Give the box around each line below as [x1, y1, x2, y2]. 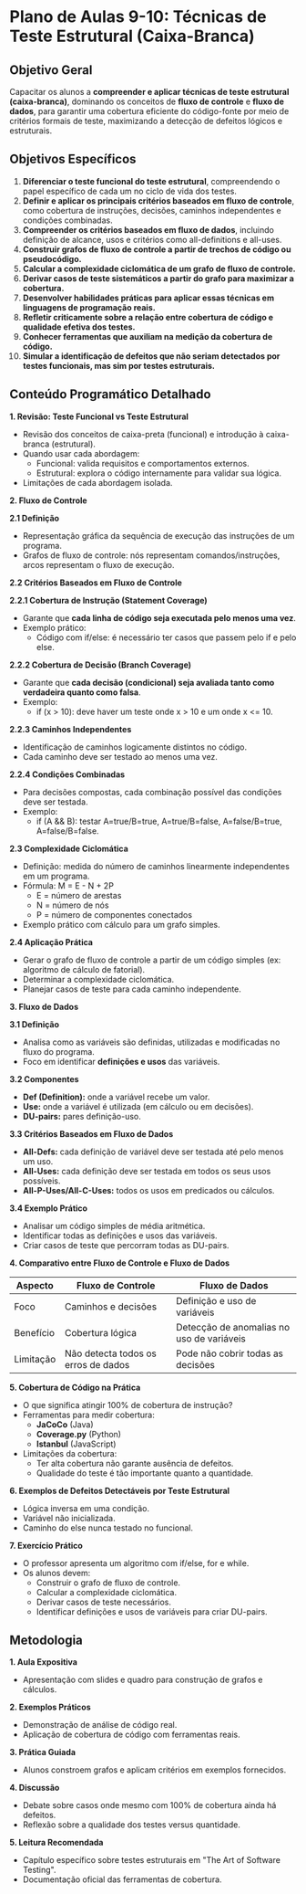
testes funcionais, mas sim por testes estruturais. [22, 360, 216, 371]
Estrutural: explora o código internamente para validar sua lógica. [36, 468, 282, 479]
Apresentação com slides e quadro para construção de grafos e [22, 1674, 263, 1686]
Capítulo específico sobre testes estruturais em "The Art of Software [22, 1855, 280, 1866]
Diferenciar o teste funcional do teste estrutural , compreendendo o [22, 175, 280, 186]
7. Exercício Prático [9, 1540, 84, 1551]
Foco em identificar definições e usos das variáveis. [22, 1056, 220, 1067]
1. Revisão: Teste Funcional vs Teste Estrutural [9, 411, 189, 422]
